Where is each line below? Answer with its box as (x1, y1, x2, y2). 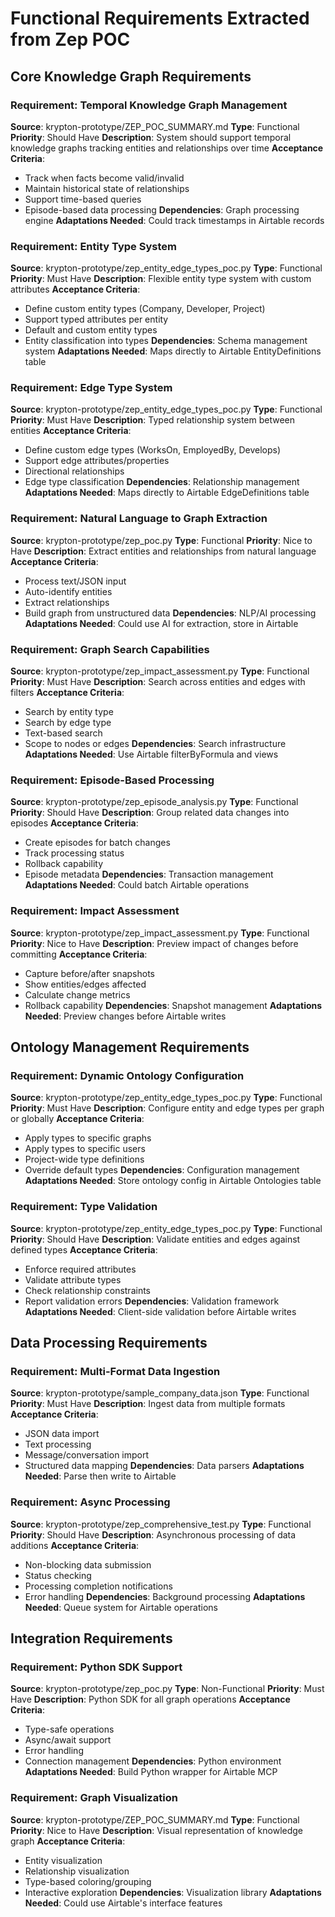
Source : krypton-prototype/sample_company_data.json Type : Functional (10, 1387, 310, 1399)
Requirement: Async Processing (10, 1495, 171, 1509)
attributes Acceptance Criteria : (10, 283, 141, 296)
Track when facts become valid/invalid (24, 172, 185, 184)
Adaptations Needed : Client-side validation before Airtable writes (24, 1305, 297, 1317)
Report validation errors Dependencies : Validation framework (24, 1295, 280, 1307)
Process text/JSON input (24, 575, 127, 587)
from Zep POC (10, 28, 131, 51)
